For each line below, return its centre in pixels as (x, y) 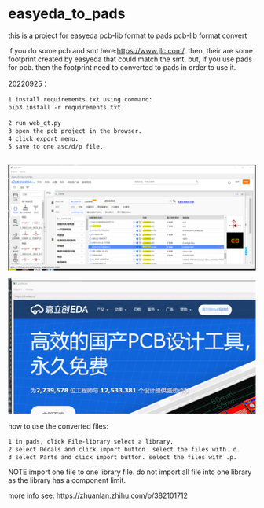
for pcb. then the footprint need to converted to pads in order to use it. (122, 67)
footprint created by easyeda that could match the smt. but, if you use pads (130, 59)
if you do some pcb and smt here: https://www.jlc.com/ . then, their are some (131, 50)
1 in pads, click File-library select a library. (91, 442)
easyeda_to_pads (67, 14)
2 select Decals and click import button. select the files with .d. (125, 450)
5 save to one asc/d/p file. (56, 146)
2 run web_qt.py (35, 123)
